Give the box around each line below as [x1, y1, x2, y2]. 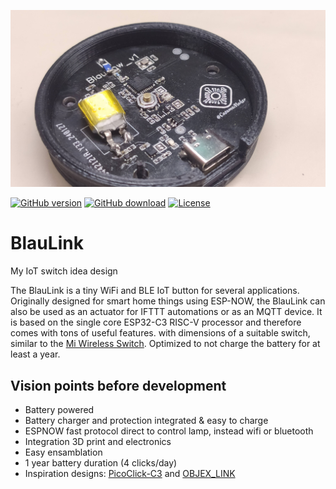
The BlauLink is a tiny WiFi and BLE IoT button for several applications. [10, 285, 300, 297]
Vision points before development [10, 377, 227, 394]
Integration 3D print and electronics [24, 436, 172, 448]
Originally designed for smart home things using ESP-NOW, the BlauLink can [10, 295, 326, 307]
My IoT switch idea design [10, 265, 118, 277]
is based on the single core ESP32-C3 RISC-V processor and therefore [10, 316, 302, 329]
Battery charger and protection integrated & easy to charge [24, 415, 269, 427]
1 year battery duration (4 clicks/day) [24, 457, 178, 469]
